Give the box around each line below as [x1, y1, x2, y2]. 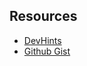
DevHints [23, 34, 62, 46]
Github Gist [23, 45, 71, 57]
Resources [9, 8, 78, 25]
